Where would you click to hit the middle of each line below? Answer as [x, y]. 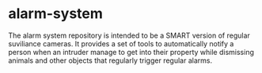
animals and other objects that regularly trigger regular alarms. [110, 60]
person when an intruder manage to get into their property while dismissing [131, 52]
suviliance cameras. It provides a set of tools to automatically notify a [121, 43]
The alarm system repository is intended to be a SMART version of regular [129, 35]
